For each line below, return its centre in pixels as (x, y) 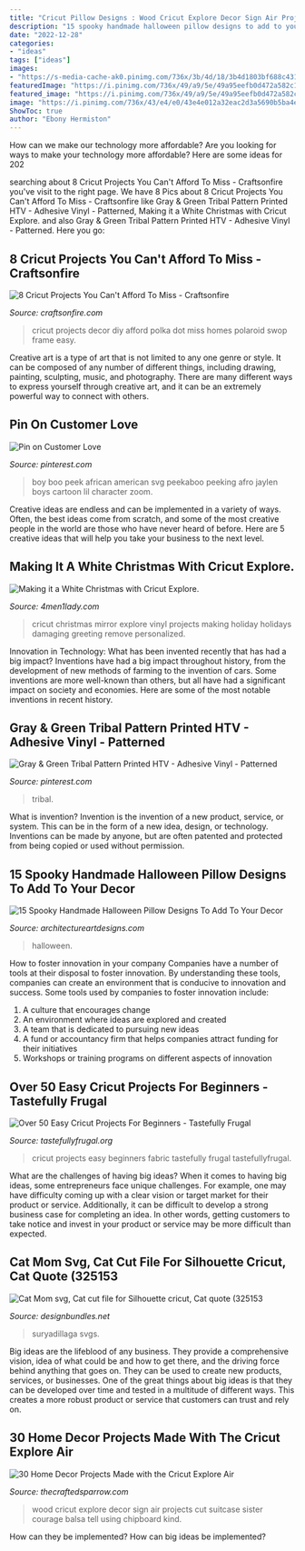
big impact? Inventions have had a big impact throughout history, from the (148, 661)
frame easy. (54, 340)
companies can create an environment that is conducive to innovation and (148, 983)
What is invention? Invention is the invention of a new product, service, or (147, 817)
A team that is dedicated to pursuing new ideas (111, 1029)
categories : (32, 43)
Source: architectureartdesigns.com (77, 928)
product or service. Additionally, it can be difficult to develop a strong (139, 1205)
